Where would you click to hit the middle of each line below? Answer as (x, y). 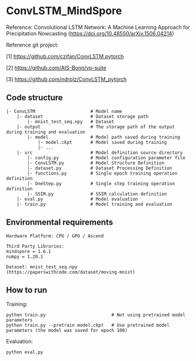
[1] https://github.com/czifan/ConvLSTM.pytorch (65, 56)
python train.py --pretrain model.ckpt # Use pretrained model (88, 326)
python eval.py (25, 352)
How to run (27, 290)
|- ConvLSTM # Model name (64, 111)
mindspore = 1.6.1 (29, 251)
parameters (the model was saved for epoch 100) (67, 331)
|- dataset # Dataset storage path (83, 116)
